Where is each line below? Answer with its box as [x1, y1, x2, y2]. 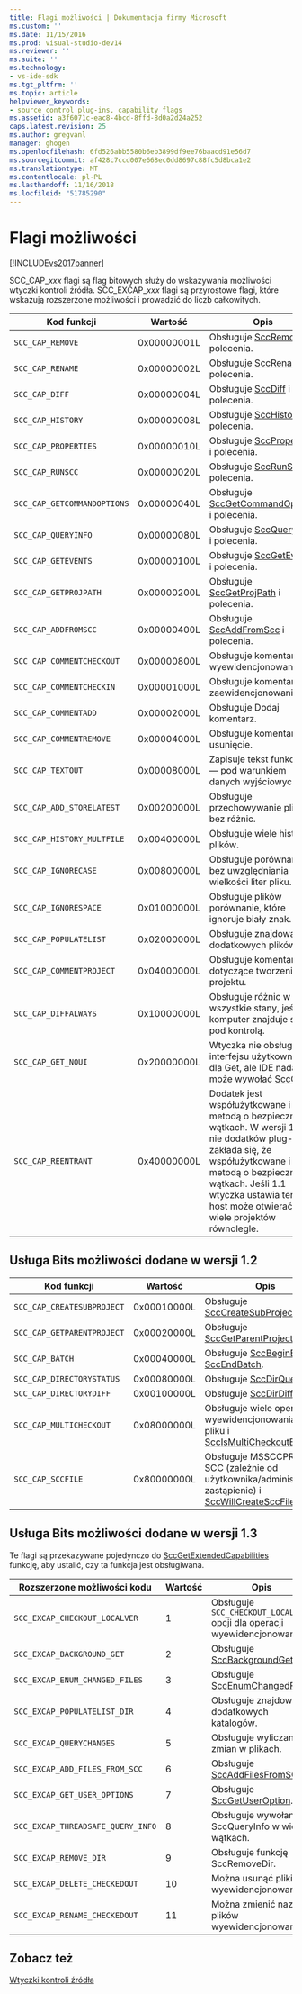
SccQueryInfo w [210, 1820, 280, 1833]
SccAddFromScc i [209, 623, 285, 636]
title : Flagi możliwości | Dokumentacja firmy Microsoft [9, 13, 227, 23]
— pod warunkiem [209, 764, 287, 776]
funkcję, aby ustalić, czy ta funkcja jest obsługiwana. [9, 1559, 205, 1570]
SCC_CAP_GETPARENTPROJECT [13, 1328, 125, 1337]
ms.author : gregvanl [9, 131, 87, 140]
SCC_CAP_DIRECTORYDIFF [13, 1388, 111, 1399]
